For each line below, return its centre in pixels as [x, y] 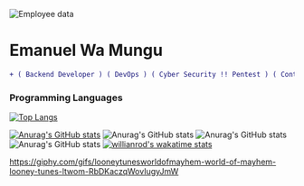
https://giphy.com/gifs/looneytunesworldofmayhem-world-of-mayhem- [143, 162]
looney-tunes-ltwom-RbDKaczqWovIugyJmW [94, 172]
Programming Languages [66, 98]
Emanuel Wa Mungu [86, 51]
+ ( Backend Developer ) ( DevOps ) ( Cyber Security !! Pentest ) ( [143, 74]
